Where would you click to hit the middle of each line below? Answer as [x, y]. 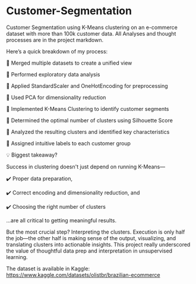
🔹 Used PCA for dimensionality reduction [56, 97]
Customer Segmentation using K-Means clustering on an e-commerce [92, 27]
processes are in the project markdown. [55, 40]
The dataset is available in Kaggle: [48, 269]
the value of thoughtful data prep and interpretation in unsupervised [89, 251]
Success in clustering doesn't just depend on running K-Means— [86, 167]
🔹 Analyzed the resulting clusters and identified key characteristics [88, 132]
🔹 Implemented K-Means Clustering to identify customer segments [88, 109]
